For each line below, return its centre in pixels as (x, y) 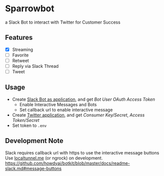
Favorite (20, 55)
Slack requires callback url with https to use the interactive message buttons (82, 152)
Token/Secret (26, 120)
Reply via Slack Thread (35, 66)
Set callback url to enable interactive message (66, 110)
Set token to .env (29, 125)
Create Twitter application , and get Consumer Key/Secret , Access (78, 115)
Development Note (34, 141)
